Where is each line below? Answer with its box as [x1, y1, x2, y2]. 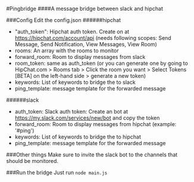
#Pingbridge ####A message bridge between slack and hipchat [6, 5, 164, 12]
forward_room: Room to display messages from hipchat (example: [14, 121, 177, 127]
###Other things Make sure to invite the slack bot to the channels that [6, 151, 178, 158]
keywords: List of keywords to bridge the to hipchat [14, 133, 141, 140]
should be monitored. [6, 158, 58, 164]
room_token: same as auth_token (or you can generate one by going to [14, 59, 189, 67]
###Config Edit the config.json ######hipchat [6, 17, 121, 23]
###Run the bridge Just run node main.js [6, 169, 108, 176]
